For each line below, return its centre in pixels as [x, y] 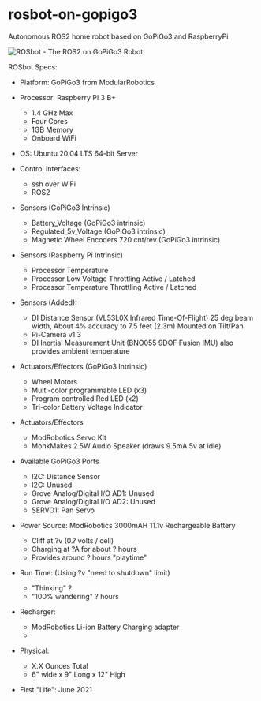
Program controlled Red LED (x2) [85, 398]
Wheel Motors [54, 381]
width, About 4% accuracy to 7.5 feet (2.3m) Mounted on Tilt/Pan [137, 326]
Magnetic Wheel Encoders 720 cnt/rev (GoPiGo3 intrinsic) [126, 239]
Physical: [34, 650]
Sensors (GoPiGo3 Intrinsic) [65, 208]
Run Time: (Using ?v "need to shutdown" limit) [95, 572]
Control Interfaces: [50, 168]
